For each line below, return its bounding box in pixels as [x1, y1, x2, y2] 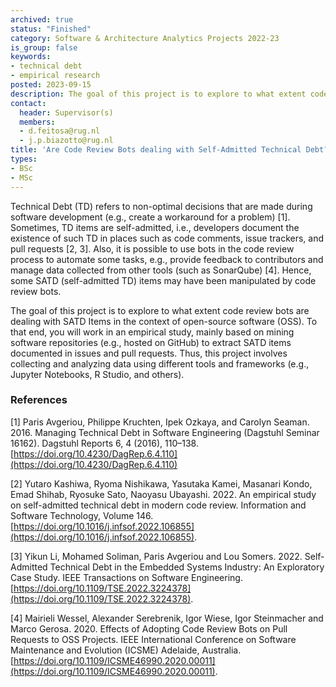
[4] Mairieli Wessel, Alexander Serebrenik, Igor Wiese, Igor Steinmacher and [10, 612, 324, 624]
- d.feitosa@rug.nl [19, 126, 101, 136]
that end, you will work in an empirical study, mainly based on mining [10, 326, 295, 338]
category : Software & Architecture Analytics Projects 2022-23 [10, 33, 280, 43]
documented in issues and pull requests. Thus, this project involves [10, 347, 288, 359]
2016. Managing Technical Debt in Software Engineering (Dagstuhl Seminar [10, 426, 320, 438]
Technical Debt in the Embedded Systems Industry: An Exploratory [49, 561, 325, 573]
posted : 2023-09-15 [10, 80, 92, 90]
